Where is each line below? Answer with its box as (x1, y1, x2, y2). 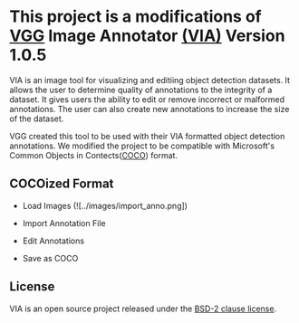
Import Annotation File (22, 217, 106, 228)
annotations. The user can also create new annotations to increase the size (9, 103, 290, 114)
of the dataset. (9, 113, 64, 124)
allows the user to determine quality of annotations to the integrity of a (9, 84, 273, 95)
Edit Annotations (22, 235, 84, 246)
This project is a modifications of (9, 6, 262, 27)
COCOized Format (9, 176, 114, 192)
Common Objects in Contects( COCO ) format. (9, 149, 178, 160)
